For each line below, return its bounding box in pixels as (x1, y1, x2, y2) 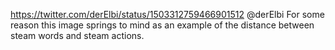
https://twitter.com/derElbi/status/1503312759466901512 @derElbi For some (10, 9, 325, 20)
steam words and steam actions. (10, 30, 145, 41)
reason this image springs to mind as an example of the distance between (10, 19, 315, 31)
